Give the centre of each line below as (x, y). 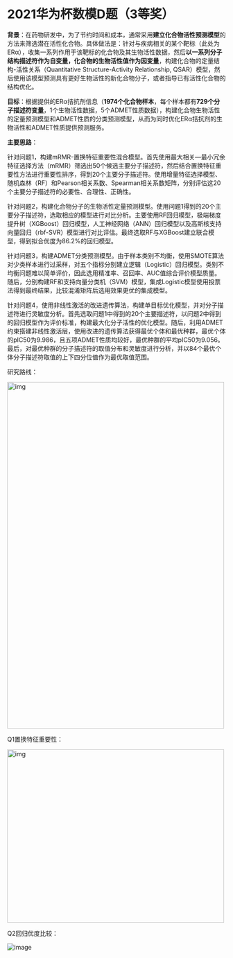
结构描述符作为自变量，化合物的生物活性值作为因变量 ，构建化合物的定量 (110, 60)
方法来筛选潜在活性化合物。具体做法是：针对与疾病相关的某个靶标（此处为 (113, 43)
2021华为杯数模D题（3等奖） (91, 14)
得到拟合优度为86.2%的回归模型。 (68, 241)
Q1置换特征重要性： (35, 739)
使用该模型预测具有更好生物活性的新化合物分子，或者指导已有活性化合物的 (119, 78)
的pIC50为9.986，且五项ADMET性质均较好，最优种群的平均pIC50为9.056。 (115, 340)
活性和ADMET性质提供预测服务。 (60, 127)
